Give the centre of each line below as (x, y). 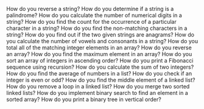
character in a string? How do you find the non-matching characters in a (97, 28)
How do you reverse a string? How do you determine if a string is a (90, 9)
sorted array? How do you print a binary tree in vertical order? (84, 99)
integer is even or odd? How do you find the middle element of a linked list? (101, 80)
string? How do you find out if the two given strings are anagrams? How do (100, 35)
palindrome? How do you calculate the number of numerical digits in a (94, 15)
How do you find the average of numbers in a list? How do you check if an (99, 73)
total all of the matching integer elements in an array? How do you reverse (99, 47)
